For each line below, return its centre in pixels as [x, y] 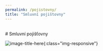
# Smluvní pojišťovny [27, 34]
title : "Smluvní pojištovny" [35, 14]
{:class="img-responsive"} [71, 43]
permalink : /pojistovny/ [31, 10]
